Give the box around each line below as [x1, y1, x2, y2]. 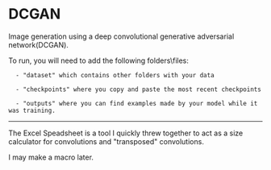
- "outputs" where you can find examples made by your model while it [15, 99, 258, 107]
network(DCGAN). [8, 39, 69, 49]
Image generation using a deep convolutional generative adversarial [8, 31, 235, 41]
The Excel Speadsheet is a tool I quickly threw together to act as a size [8, 128, 244, 138]
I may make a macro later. [8, 152, 94, 162]
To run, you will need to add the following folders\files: [8, 56, 190, 65]
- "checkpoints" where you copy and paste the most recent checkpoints [15, 85, 262, 93]
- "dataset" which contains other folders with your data [15, 71, 215, 79]
